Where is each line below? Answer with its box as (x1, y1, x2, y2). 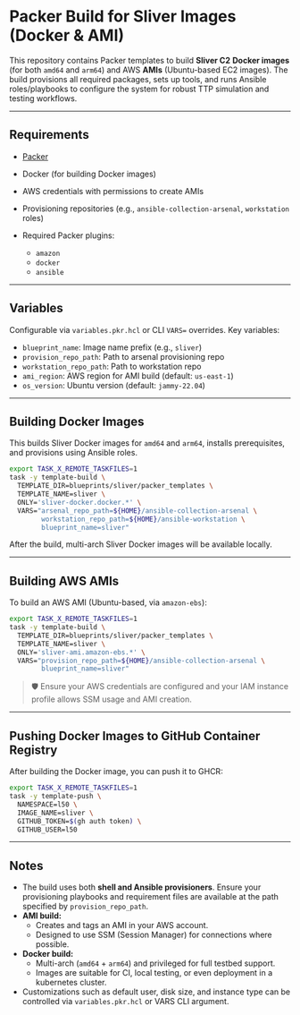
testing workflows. (9, 92, 78, 104)
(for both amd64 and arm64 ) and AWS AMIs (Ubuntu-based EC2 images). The (9, 64, 288, 75)
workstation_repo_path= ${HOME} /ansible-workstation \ (41, 515, 246, 524)
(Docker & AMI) (9, 25, 125, 46)
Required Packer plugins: (21, 230, 115, 241)
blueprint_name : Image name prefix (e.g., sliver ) (21, 342, 203, 353)
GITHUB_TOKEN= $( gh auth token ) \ (17, 816, 142, 825)
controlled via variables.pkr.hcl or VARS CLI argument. (21, 996, 229, 1007)
